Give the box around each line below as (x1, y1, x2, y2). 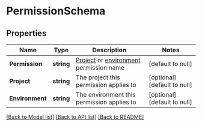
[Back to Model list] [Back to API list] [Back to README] (6, 113, 144, 121)
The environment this (76, 91, 136, 98)
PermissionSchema (6, 4, 106, 18)
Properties (6, 28, 47, 38)
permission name (76, 64, 125, 71)
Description (92, 46, 127, 54)
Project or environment (76, 56, 141, 64)
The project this (76, 73, 120, 82)
